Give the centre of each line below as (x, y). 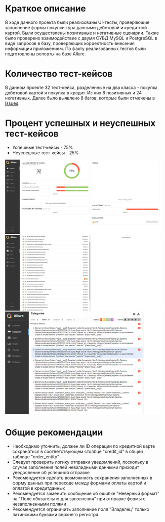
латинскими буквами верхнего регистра (55, 514)
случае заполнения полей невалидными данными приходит (76, 467)
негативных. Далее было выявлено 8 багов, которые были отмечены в (80, 98)
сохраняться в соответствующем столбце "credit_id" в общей (78, 451)
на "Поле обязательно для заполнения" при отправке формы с (79, 499)
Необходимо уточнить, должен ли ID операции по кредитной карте (83, 446)
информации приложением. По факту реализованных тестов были (76, 48)
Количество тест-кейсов (59, 74)
